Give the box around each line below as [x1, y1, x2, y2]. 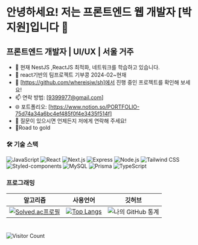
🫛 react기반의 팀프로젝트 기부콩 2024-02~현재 [14, 71, 127, 78]
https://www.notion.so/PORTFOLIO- [50, 103, 140, 110]
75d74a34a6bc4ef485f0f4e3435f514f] [14, 110, 112, 117]
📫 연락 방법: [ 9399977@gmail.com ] [14, 94, 104, 101]
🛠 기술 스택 [6, 140, 39, 148]
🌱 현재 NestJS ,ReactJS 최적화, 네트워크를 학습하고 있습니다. [14, 64, 160, 71]
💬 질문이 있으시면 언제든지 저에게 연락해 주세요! [14, 117, 127, 124]
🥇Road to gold [14, 124, 51, 131]
